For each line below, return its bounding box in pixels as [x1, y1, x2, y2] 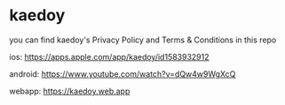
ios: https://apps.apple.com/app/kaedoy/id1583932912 [9, 51, 210, 62]
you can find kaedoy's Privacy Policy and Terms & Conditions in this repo [9, 34, 277, 45]
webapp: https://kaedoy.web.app [9, 86, 131, 96]
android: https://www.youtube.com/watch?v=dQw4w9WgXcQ [9, 68, 236, 79]
